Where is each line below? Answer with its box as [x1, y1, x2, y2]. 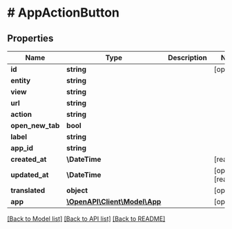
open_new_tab [10, 121, 60, 130]
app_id [10, 143, 33, 153]
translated [10, 185, 46, 195]
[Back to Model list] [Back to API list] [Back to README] [7, 214, 166, 223]
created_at [10, 154, 47, 164]
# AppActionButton [7, 5, 119, 21]
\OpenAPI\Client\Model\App [66, 197, 162, 206]
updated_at [10, 170, 49, 179]
